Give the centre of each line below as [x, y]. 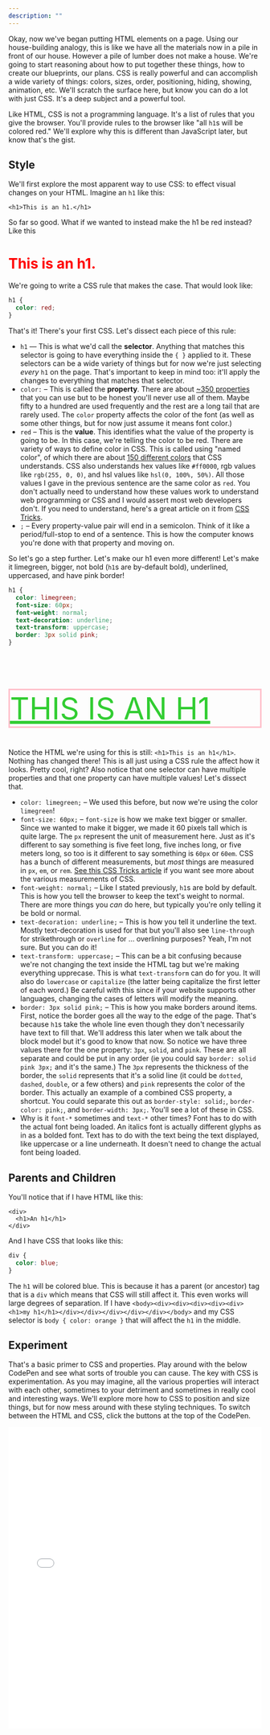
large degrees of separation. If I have [70, 1302]
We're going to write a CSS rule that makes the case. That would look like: [131, 285]
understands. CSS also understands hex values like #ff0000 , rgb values [138, 466]
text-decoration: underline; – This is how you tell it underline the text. [138, 922]
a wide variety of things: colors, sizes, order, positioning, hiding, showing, [130, 81]
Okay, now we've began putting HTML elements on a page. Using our [123, 39]
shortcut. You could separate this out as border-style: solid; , [124, 1101]
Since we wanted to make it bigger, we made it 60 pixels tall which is [133, 828]
